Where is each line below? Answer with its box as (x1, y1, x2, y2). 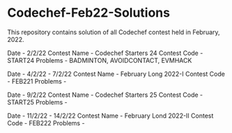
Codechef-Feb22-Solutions (7, 5, 171, 21)
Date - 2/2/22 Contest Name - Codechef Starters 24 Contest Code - (7, 49, 203, 57)
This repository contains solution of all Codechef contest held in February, (7, 28, 221, 36)
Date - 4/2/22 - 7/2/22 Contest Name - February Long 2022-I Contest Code (7, 70, 225, 78)
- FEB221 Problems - (7, 77, 67, 85)
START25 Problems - (7, 97, 68, 106)
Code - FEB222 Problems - (7, 118, 85, 127)
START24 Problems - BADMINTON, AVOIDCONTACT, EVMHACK (7, 56, 192, 64)
